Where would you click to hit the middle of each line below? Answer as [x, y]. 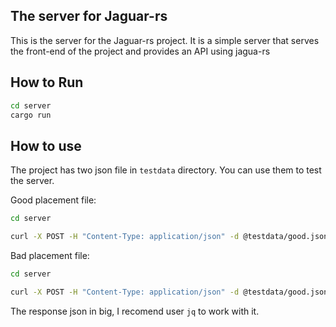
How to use [46, 145]
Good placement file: [53, 200]
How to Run [47, 82]
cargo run [31, 115]
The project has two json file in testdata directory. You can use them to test [166, 170]
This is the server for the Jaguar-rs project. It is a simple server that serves [165, 40]
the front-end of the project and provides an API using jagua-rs [140, 51]
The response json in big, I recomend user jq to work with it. [135, 311]
